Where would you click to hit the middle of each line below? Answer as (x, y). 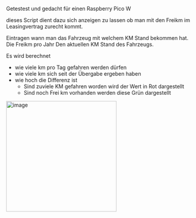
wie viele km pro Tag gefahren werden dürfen (71, 67)
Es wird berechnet (29, 56)
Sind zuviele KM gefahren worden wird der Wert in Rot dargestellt (104, 86)
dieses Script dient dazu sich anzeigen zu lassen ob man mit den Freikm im (98, 20)
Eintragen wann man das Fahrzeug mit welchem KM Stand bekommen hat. (97, 38)
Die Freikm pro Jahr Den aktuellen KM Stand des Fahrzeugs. (80, 44)
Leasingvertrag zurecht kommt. (45, 27)
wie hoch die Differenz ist (46, 80)
